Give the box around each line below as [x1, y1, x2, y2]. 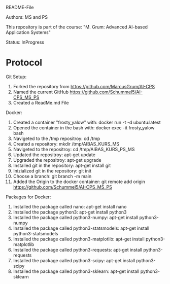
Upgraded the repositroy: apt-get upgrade [13, 157, 101, 163]
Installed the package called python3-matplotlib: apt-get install [13, 236, 145, 242]
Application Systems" [6, 29, 51, 35]
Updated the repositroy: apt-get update [13, 152, 96, 158]
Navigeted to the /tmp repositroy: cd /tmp [13, 135, 100, 141]
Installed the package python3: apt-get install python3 [13, 209, 127, 215]
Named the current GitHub [13, 89, 69, 95]
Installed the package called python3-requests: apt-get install [13, 246, 143, 253]
